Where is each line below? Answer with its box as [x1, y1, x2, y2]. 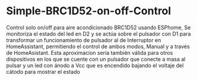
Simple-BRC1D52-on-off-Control [6, 4, 171, 18]
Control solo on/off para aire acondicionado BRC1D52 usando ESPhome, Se [6, 24, 191, 31]
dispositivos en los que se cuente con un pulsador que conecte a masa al [6, 55, 186, 63]
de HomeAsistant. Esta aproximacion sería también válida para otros [6, 49, 173, 56]
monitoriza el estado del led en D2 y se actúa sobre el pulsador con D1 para [6, 30, 191, 37]
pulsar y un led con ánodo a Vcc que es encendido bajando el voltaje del [6, 61, 184, 69]
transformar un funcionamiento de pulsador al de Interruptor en [6, 36, 161, 43]
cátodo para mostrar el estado [6, 68, 80, 75]
